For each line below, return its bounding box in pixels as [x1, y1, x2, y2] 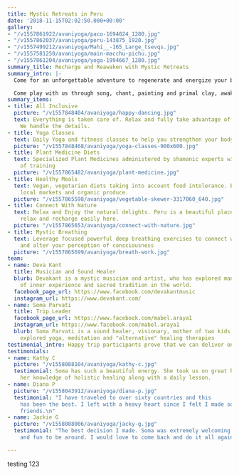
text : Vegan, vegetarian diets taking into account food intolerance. [14, 182, 228, 189]
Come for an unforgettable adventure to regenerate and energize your [14, 76, 228, 84]
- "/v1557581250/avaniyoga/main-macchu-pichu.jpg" [7, 51, 161, 58]
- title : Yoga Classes [7, 129, 75, 136]
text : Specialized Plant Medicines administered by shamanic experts [14, 156, 224, 163]
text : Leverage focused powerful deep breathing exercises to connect [14, 235, 228, 242]
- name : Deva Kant [7, 261, 62, 269]
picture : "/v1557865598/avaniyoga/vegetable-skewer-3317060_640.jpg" [14, 195, 224, 203]
